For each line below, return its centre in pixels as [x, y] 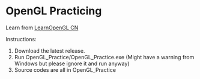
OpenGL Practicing [54, 11]
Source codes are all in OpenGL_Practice [65, 69]
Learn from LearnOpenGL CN [42, 28]
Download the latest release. [50, 51]
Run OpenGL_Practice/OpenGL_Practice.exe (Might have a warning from [104, 57]
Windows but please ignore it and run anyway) [72, 63]
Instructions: [21, 39]
